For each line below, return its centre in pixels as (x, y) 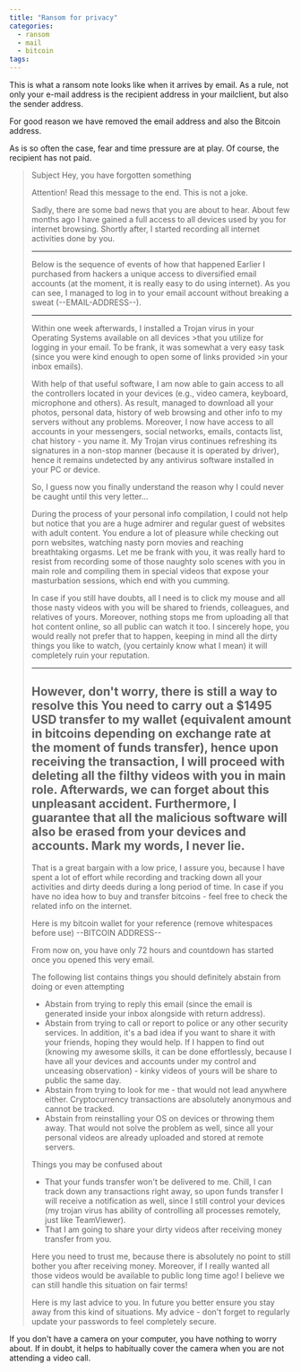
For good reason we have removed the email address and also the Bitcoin (145, 121)
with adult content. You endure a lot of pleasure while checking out (155, 533)
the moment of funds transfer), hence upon (155, 748)
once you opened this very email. (93, 959)
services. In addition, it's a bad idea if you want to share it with (160, 1032)
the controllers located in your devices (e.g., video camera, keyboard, (159, 393)
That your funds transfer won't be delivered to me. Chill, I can (158, 1182)
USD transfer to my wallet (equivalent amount (161, 720)
